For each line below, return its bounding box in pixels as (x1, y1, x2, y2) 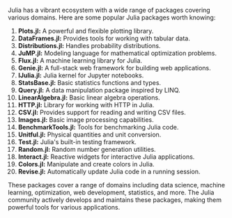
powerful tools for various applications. (8, 203, 121, 211)
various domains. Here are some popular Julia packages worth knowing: (8, 13, 216, 22)
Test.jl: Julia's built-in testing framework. (17, 138, 137, 146)
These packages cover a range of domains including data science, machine (8, 181, 226, 189)
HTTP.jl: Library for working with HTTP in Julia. (17, 101, 155, 109)
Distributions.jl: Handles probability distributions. (17, 42, 161, 49)
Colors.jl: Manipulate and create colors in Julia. (17, 160, 155, 168)
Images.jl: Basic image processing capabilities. (17, 116, 154, 124)
